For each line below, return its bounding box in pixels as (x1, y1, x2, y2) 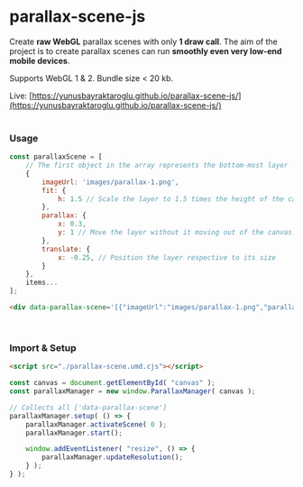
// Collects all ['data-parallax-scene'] (9, 403, 168, 412)
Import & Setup (9, 341, 77, 354)
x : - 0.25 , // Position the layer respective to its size (57, 253, 277, 262)
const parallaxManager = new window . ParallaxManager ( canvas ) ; (9, 387, 256, 396)
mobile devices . (9, 55, 70, 66)
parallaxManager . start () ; (25, 428, 124, 437)
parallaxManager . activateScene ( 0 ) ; (25, 419, 168, 429)
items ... (25, 278, 59, 288)
